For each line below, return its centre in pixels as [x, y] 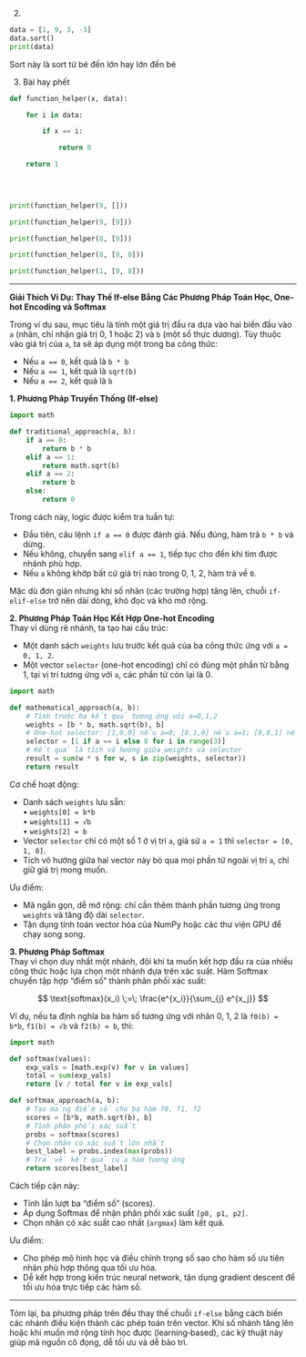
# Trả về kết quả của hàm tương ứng [105, 1160]
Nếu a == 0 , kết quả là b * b [76, 362]
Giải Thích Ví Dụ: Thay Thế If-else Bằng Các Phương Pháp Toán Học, [141, 297]
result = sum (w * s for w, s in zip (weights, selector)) [136, 759]
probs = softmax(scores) [73, 1134]
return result [52, 767]
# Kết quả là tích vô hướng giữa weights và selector [134, 750]
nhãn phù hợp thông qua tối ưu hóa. [90, 1268]
